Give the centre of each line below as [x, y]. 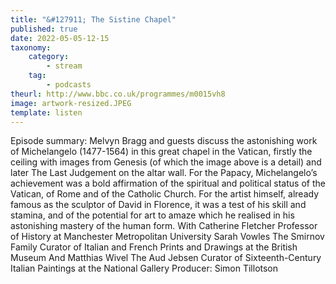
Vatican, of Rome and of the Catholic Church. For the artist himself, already [165, 194]
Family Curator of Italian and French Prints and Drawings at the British [154, 247]
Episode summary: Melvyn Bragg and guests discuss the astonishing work [164, 141]
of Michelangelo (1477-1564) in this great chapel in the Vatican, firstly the [161, 152]
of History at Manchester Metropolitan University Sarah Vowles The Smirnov [167, 237]
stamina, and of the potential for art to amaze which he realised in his [152, 215]
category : [49, 57]
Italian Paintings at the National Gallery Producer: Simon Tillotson [144, 268]
